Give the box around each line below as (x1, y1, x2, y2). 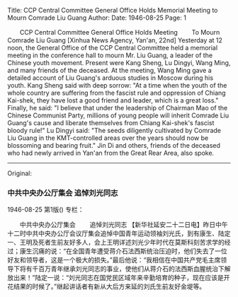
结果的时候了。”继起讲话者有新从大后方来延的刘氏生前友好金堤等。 (13, 282, 206, 291)
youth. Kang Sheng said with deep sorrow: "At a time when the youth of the (7, 81, 227, 89)
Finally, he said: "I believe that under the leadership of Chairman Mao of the (7, 104, 228, 112)
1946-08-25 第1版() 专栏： (7, 205, 84, 214)
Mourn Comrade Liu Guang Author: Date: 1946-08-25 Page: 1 (7, 13, 186, 22)
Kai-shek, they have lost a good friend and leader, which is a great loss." (7, 96, 219, 105)
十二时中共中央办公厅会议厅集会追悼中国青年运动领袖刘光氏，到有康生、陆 (7, 229, 225, 238)
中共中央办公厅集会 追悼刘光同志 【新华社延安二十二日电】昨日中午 (19, 221, 228, 229)
